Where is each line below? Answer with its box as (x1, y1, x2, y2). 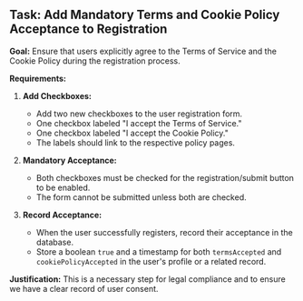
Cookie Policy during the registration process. (9, 55, 181, 66)
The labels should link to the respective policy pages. (35, 136, 236, 148)
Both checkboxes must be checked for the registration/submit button (35, 172, 295, 183)
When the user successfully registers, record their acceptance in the (35, 226, 293, 237)
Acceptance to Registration (9, 22, 168, 37)
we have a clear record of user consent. (9, 283, 159, 294)
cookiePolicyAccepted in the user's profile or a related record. (35, 256, 267, 266)
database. (35, 236, 74, 247)
